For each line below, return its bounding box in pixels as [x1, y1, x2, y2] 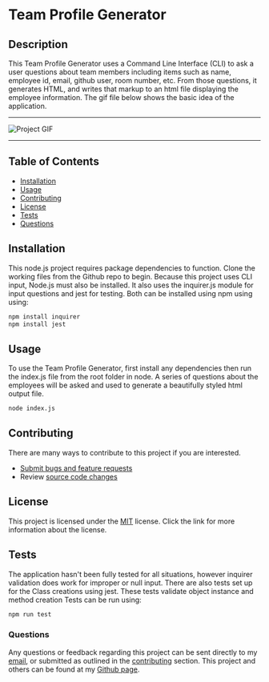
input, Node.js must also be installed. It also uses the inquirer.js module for [8, 280, 254, 290]
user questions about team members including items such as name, [8, 67, 232, 77]
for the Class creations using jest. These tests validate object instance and [8, 586, 254, 596]
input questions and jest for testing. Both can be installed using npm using [8, 288, 253, 298]
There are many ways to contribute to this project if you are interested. [8, 447, 242, 457]
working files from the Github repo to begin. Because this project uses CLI [8, 271, 253, 281]
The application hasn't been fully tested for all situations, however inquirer [8, 569, 253, 579]
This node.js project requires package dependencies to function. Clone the [8, 263, 256, 273]
